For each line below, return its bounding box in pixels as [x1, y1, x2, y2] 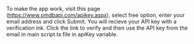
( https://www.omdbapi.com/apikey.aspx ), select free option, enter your [6, 11, 185, 19]
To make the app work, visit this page [6, 5, 101, 12]
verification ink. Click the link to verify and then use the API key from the [6, 24, 188, 31]
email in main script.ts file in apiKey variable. [6, 31, 118, 38]
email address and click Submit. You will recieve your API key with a [6, 18, 177, 25]
